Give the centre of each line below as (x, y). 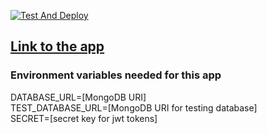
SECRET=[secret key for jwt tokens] (84, 118)
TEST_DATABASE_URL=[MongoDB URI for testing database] (134, 107)
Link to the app (57, 46)
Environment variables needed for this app (116, 75)
